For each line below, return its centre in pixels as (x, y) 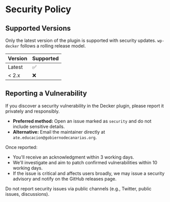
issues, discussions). (27, 194)
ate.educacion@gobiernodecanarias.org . (55, 137)
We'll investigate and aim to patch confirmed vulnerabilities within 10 (85, 162)
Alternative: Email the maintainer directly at (59, 132)
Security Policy (38, 9)
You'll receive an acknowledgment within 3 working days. (73, 157)
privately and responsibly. (33, 111)
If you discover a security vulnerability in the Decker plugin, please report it (84, 106)
